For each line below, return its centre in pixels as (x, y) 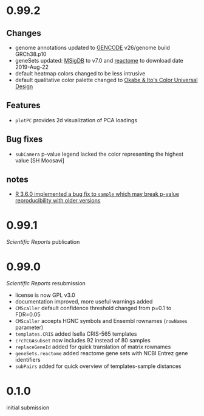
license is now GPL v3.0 (45, 295)
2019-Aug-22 (32, 67)
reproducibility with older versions (58, 201)
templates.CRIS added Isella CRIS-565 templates (76, 334)
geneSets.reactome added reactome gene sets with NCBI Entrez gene (101, 353)
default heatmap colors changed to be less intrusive (80, 73)
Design (24, 86)
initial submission (28, 407)
